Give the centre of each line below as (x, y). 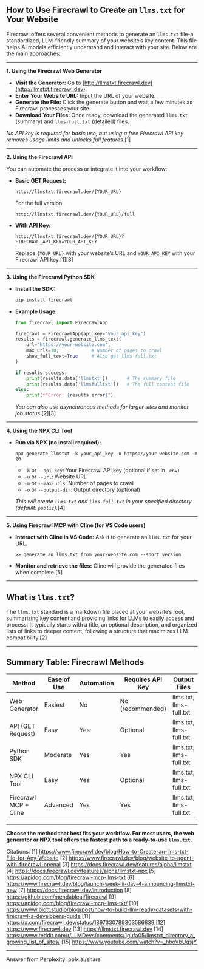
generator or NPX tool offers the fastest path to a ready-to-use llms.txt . (99, 840)
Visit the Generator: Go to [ (50, 83)
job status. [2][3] (36, 413)
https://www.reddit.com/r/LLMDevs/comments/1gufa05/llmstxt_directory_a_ (101, 935)
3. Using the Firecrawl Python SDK (51, 277)
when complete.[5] (39, 573)
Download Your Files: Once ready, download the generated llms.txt (101, 115)
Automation (97, 683)
